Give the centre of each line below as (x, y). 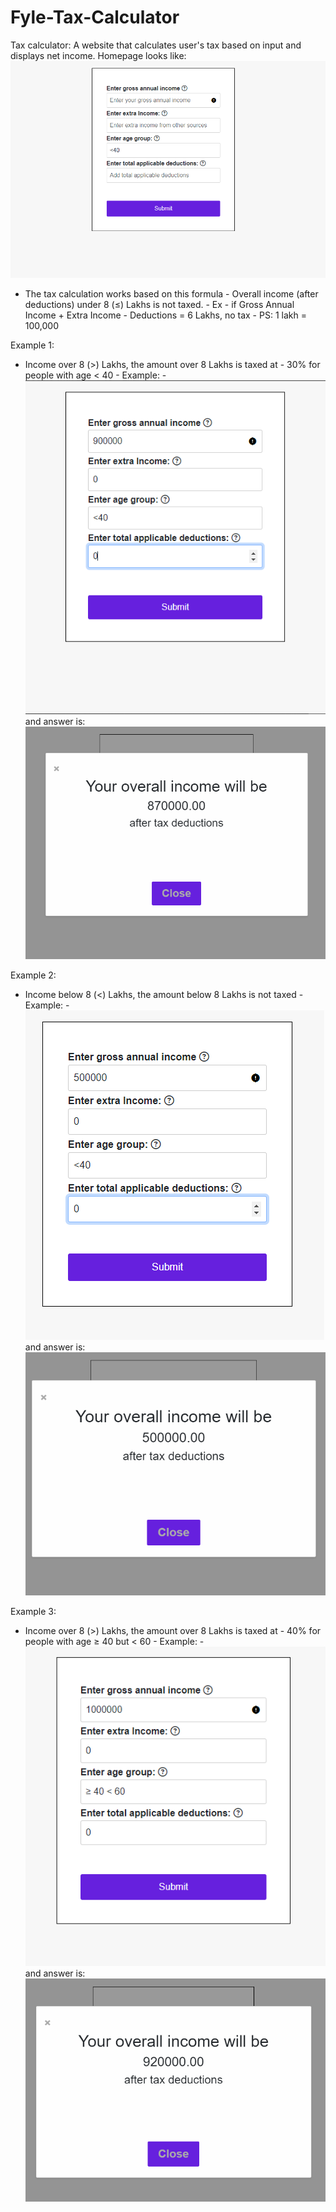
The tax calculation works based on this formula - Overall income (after (171, 293)
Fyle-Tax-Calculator (95, 17)
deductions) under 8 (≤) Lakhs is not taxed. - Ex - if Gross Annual (159, 304)
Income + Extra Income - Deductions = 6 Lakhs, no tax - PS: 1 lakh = (165, 315)
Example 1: (32, 345)
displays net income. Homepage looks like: (98, 55)
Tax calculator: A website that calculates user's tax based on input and (156, 45)
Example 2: (33, 975)
